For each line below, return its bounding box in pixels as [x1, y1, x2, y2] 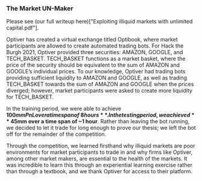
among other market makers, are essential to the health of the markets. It [6, 155, 188, 162]
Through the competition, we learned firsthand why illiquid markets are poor [6, 143, 195, 150]
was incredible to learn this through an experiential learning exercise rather [6, 161, 193, 169]
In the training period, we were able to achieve [6, 105, 122, 112]
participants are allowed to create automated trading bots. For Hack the [6, 42, 184, 49]
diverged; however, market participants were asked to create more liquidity [6, 87, 193, 94]
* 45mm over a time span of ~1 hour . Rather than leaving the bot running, [6, 118, 190, 125]
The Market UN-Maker [6, 4, 74, 13]
